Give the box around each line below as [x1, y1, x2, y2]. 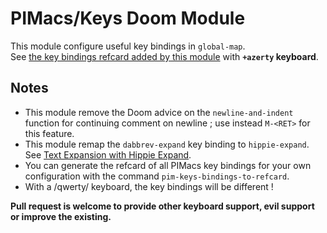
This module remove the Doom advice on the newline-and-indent [24, 106, 294, 118]
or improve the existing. [10, 210, 112, 222]
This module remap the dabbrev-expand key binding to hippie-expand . [24, 138, 310, 150]
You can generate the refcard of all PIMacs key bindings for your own [24, 159, 312, 171]
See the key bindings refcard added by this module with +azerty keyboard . [10, 50, 319, 62]
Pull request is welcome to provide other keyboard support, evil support [10, 200, 315, 212]
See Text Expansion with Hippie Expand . [24, 148, 192, 161]
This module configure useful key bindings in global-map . [10, 40, 246, 52]
